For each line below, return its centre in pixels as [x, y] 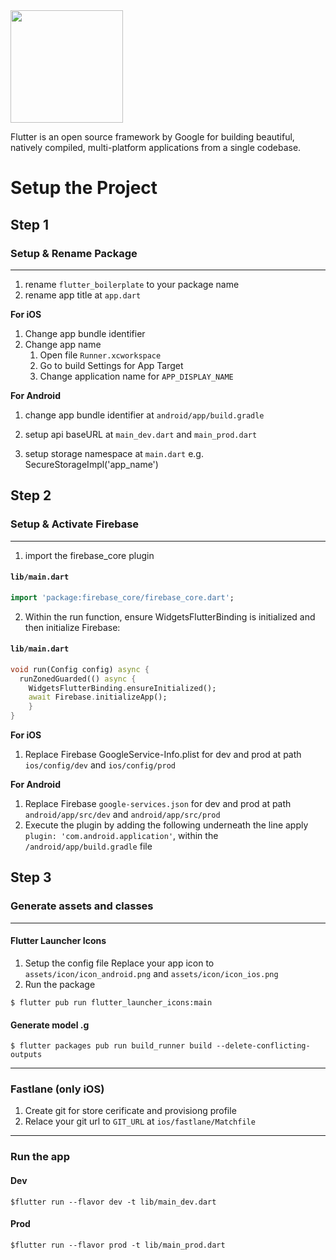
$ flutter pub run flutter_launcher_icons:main [111, 1002]
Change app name [63, 344]
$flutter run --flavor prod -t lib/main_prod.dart [118, 1245]
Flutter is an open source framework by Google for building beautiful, [152, 137]
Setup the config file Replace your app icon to [119, 963]
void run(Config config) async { [80, 669]
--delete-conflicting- [263, 1046]
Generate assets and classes [82, 906]
